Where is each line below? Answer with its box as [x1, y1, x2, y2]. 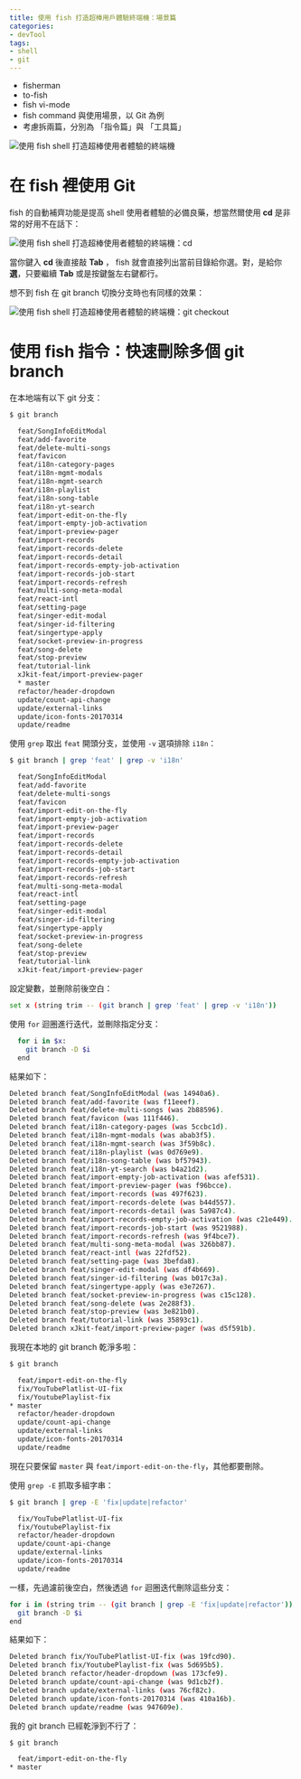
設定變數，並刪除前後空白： [9, 983, 113, 994]
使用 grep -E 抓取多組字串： [9, 1479, 114, 1491]
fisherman [22, 80, 61, 90]
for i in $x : [17, 1036, 67, 1045]
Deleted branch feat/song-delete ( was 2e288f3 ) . [9, 1298, 196, 1308]
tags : [9, 38, 30, 48]
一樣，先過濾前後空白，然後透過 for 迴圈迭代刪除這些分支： [9, 1582, 232, 1593]
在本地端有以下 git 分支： [9, 392, 103, 403]
